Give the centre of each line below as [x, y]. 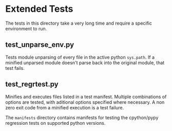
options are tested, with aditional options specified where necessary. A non [85, 102]
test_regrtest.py [32, 85]
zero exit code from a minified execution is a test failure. [65, 107]
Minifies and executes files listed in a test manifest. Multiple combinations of [86, 97]
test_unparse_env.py [40, 45]
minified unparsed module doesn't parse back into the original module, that [85, 63]
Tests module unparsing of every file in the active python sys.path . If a [80, 57]
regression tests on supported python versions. [55, 123]
